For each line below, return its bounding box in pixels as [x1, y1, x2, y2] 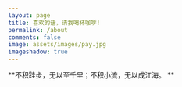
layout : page [8, 11, 51, 20]
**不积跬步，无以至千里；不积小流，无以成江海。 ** [8, 71, 174, 79]
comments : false [8, 33, 61, 42]
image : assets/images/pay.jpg [8, 41, 107, 49]
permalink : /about [8, 26, 68, 34]
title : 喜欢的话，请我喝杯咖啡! [8, 19, 101, 27]
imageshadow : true [8, 48, 68, 56]
